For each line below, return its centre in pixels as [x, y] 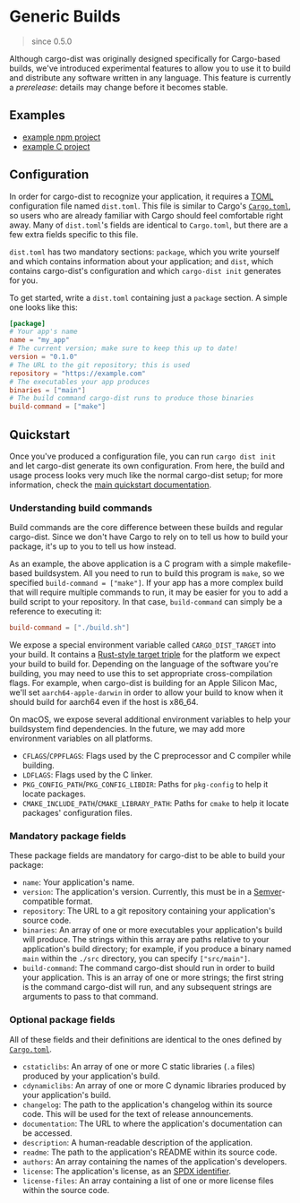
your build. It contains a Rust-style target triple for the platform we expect [145, 655]
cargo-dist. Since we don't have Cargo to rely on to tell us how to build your [149, 537]
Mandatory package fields [68, 837]
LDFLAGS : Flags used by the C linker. [87, 775]
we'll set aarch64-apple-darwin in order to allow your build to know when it [146, 692]
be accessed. [47, 1133]
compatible [43, 901]
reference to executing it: [56, 612]
